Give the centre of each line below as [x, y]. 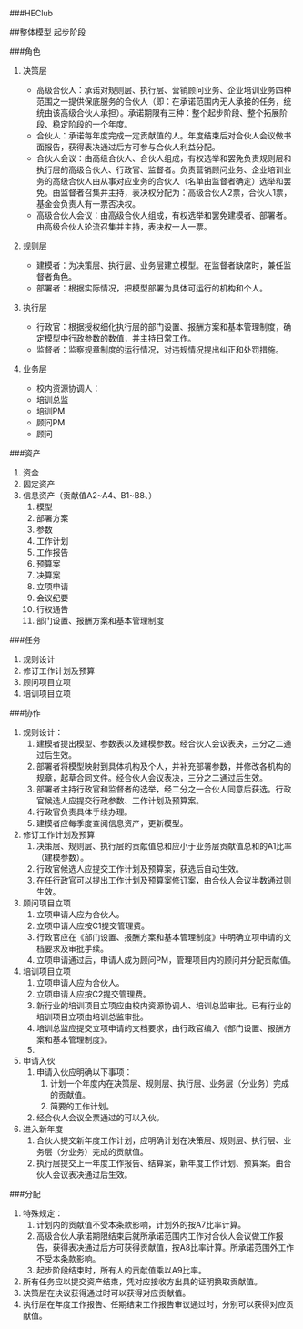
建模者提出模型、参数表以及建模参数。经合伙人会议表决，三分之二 [160, 743]
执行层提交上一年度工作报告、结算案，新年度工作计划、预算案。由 [160, 1163]
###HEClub [31, 13]
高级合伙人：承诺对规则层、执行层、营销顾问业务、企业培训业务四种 [164, 90]
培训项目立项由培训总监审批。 [92, 1017]
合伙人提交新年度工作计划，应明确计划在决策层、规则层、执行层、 [160, 1140]
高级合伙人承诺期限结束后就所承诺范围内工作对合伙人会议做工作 [156, 1236]
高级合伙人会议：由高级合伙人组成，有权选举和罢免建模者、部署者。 [164, 215]
